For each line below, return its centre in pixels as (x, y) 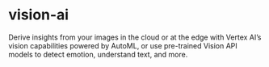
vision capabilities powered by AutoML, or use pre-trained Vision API (123, 45)
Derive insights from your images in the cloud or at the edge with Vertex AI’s (135, 37)
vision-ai (39, 15)
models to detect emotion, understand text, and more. (98, 54)
